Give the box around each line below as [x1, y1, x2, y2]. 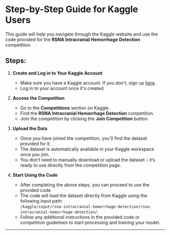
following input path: [20, 198, 63, 204]
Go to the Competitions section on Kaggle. [20, 105, 110, 111]
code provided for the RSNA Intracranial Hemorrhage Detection [5, 36, 140, 43]
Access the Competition [12, 95, 65, 101]
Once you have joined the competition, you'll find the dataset [20, 135, 148, 141]
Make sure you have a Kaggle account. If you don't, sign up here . [20, 80, 156, 86]
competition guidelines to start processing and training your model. [20, 219, 160, 225]
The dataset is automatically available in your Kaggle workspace [20, 146, 154, 152]
